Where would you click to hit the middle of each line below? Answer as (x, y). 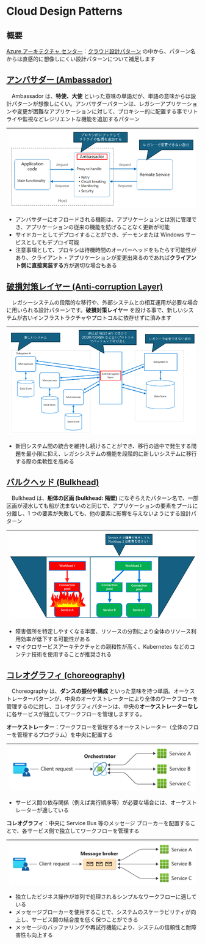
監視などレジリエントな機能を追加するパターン (81, 119)
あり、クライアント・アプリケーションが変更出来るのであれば (92, 258)
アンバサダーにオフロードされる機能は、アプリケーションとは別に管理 (103, 219)
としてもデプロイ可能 (52, 243)
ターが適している (47, 810)
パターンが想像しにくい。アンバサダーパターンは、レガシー (86, 104)
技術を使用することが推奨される (71, 654)
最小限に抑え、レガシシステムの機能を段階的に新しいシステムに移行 (111, 453)
